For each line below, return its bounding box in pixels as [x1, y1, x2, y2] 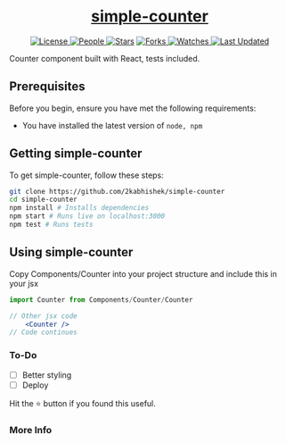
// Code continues [9, 328, 78, 337]
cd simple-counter [9, 195, 78, 205]
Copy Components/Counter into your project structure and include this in [9, 268, 278, 279]
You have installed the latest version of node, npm [21, 120, 203, 130]
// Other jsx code [9, 311, 78, 321]
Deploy [21, 380, 49, 390]
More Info [9, 423, 53, 436]
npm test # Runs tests [9, 221, 94, 230]
